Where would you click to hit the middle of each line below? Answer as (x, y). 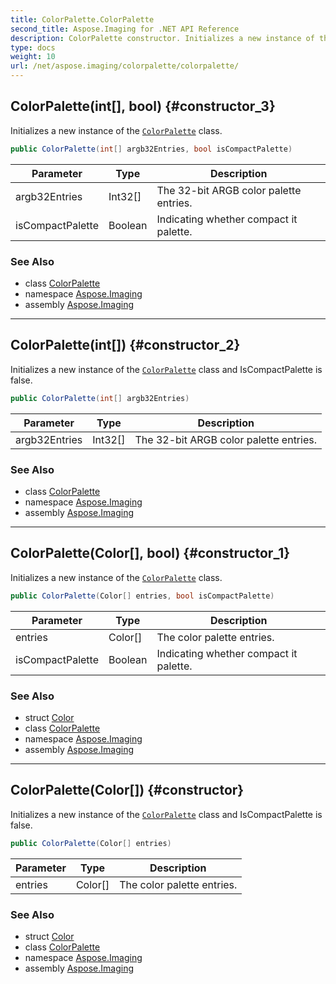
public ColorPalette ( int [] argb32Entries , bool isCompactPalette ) (151, 149)
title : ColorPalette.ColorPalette (82, 19)
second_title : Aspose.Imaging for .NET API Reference (125, 29)
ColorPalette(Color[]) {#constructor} (127, 790)
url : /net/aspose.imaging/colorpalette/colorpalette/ (125, 66)
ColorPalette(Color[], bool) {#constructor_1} (150, 553)
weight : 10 (33, 57)
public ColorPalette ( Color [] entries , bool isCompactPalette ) (142, 596)
